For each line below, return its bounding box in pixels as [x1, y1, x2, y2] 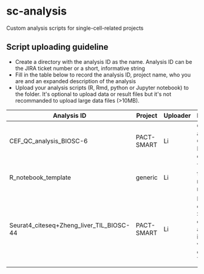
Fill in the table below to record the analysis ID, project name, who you [15, 71, 191, 78]
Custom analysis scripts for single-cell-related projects [6, 24, 144, 32]
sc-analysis [6, 4, 67, 18]
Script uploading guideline [6, 42, 109, 52]
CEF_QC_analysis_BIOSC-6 [9, 137, 88, 145]
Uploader [163, 111, 191, 120]
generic [135, 173, 158, 182]
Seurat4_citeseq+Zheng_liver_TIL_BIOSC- [9, 221, 131, 229]
